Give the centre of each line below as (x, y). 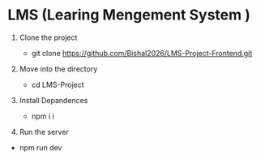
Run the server (44, 132)
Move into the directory (58, 69)
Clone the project (48, 37)
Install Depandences (53, 100)
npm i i (43, 116)
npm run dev (41, 147)
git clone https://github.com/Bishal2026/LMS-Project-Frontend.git (142, 53)
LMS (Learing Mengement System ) (129, 15)
